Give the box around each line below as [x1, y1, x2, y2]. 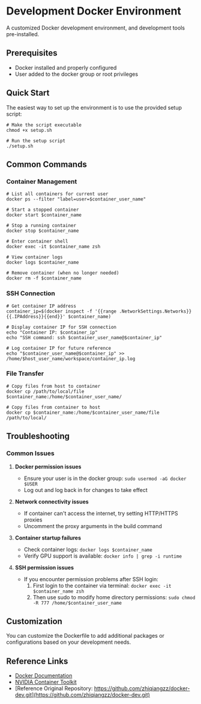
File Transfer [6, 369, 44, 378]
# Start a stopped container [6, 207, 79, 213]
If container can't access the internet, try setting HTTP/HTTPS [23, 509, 178, 517]
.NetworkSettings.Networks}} [119, 308, 192, 314]
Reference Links [6, 656, 68, 666]
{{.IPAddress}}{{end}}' [6, 313, 66, 320]
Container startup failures [14, 534, 82, 541]
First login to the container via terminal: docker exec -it [32, 582, 172, 589]
